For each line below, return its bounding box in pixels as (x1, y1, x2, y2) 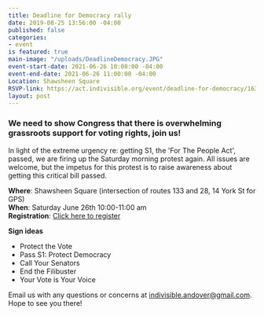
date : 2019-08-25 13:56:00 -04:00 (8, 19, 122, 27)
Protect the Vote (19, 241, 73, 251)
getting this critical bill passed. (8, 171, 108, 180)
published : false (8, 26, 65, 34)
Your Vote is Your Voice (19, 274, 96, 284)
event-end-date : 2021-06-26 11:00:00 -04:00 (8, 70, 156, 78)
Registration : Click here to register (8, 211, 121, 220)
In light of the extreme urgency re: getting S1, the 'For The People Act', (8, 145, 236, 155)
